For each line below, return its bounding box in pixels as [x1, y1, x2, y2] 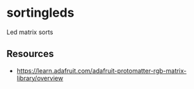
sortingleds [6, 5, 74, 21]
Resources [6, 48, 54, 60]
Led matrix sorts [6, 28, 54, 36]
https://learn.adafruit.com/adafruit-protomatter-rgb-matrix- [16, 66, 187, 74]
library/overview [16, 74, 63, 82]
